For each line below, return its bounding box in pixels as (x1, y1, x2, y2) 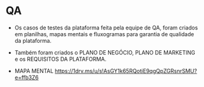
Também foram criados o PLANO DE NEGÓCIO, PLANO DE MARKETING (14, 48, 196, 56)
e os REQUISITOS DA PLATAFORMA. (14, 55, 107, 62)
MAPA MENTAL (14, 67, 54, 74)
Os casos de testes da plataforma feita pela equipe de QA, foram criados (14, 24, 198, 31)
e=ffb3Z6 (14, 74, 39, 81)
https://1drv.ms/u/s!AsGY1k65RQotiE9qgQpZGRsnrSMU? (54, 67, 197, 74)
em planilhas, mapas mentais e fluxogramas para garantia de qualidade (14, 30, 194, 37)
